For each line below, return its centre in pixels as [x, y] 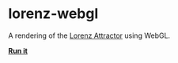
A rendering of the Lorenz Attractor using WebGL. [89, 35]
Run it [18, 50]
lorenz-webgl [53, 14]
